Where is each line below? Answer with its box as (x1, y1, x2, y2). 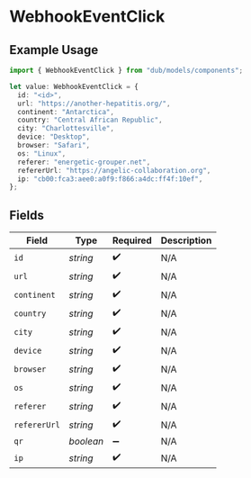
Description (160, 234, 212, 247)
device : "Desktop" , (17, 132, 91, 141)
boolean (68, 435, 104, 447)
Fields (9, 207, 45, 222)
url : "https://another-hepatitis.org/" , (17, 99, 171, 108)
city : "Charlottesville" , (17, 124, 115, 133)
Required (112, 234, 153, 247)
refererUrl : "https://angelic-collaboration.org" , (17, 166, 211, 175)
